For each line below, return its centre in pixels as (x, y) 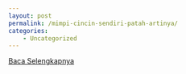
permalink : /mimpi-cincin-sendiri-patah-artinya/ (93, 23)
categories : (28, 31)
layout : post (30, 16)
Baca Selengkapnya (41, 61)
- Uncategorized (50, 38)
